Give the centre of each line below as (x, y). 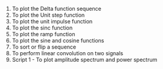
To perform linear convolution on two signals (68, 53)
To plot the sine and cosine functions (58, 40)
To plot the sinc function (42, 28)
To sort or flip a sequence (44, 47)
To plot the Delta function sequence (56, 9)
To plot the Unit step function (48, 15)
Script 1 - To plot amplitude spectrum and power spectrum (85, 60)
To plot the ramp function (43, 34)
